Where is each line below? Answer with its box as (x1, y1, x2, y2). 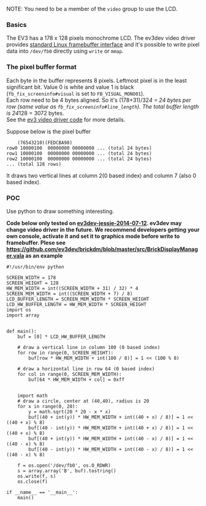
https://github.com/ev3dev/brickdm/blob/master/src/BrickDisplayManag (6, 245, 198, 253)
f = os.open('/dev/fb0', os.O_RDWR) (17, 462, 112, 469)
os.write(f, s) (17, 473, 56, 479)
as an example (25, 251, 63, 259)
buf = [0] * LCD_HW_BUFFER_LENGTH (17, 334, 105, 340)
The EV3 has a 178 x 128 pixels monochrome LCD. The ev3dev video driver (6, 34, 196, 42)
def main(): (6, 328, 37, 334)
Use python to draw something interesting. (6, 207, 115, 215)
